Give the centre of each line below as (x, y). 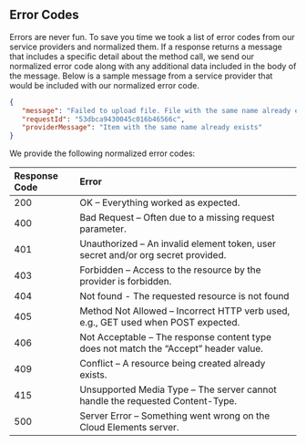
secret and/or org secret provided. (153, 255)
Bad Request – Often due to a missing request (177, 218)
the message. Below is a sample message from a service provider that (141, 76)
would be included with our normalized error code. (105, 85)
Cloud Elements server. (129, 428)
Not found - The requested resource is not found (184, 296)
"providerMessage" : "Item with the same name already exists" (142, 128)
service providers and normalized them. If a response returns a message (146, 47)
